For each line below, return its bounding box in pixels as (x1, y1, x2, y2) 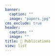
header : (5, 25, 21, 30)
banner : (5, 7, 21, 12)
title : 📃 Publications (5, 39, 51, 44)
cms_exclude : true (5, 20, 42, 26)
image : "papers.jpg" (9, 16, 51, 21)
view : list (5, 43, 27, 48)
